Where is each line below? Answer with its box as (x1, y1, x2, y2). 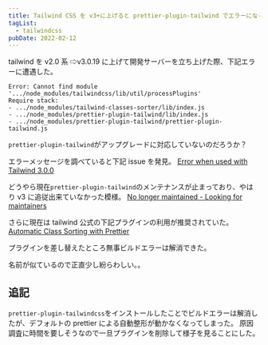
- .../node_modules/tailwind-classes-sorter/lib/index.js (8, 104, 205, 112)
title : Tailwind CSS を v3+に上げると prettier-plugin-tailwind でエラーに (8, 11, 253, 20)
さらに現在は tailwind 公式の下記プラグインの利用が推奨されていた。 (8, 217, 234, 228)
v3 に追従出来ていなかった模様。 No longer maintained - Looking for (17, 192, 243, 202)
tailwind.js (8, 125, 48, 133)
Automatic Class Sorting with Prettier (8, 227, 130, 236)
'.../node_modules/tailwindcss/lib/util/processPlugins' (8, 89, 202, 98)
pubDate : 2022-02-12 (8, 34, 77, 42)
